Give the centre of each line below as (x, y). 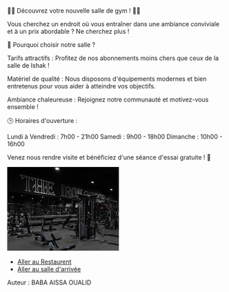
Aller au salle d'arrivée (49, 269)
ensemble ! (23, 107)
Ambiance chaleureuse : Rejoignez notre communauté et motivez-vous (108, 99)
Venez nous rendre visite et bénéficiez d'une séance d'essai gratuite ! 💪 (109, 157)
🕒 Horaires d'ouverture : (42, 120)
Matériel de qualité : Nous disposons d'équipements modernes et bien (107, 79)
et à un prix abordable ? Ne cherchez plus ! (68, 31)
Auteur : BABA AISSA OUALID (49, 282)
